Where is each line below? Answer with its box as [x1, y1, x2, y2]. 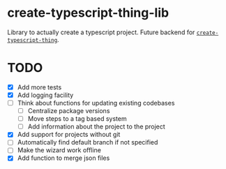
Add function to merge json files [17, 154, 110, 162]
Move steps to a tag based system [27, 115, 127, 123]
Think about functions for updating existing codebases [17, 99, 175, 107]
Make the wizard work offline [17, 146, 101, 154]
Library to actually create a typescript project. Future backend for [7, 28, 195, 36]
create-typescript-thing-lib [7, 5, 169, 21]
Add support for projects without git [17, 131, 121, 139]
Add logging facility [17, 91, 74, 99]
